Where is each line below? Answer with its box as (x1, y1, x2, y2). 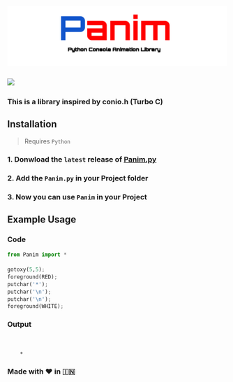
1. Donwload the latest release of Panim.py (7, 154, 157, 164)
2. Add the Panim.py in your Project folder (7, 173, 149, 183)
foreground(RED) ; (7, 273, 58, 281)
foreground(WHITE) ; (7, 303, 64, 310)
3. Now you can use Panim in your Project (7, 192, 148, 201)
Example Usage (7, 213, 77, 226)
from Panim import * (7, 251, 68, 258)
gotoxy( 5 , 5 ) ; (7, 266, 45, 274)
